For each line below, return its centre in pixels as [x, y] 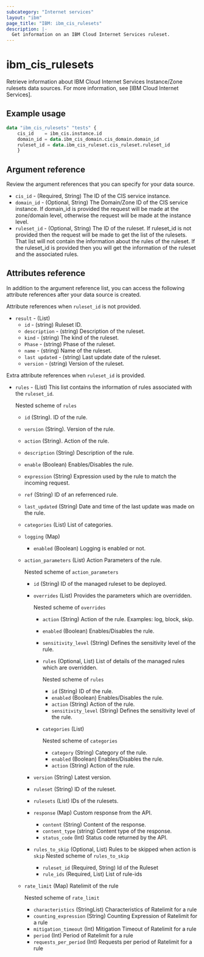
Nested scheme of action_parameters [71, 572]
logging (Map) [42, 536]
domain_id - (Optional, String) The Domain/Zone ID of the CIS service [102, 202]
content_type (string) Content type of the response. [107, 831]
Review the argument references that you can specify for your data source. [100, 184]
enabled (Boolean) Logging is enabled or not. [90, 548]
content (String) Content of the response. [94, 824]
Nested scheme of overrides [69, 607]
